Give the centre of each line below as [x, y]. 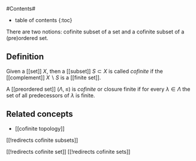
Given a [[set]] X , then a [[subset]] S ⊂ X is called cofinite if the [85, 71]
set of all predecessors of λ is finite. [51, 95]
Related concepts [40, 114]
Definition [25, 57]
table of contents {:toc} [43, 20]
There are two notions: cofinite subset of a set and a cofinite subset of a [95, 32]
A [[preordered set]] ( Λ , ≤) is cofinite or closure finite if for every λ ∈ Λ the [98, 89]
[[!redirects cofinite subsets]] [42, 140]
